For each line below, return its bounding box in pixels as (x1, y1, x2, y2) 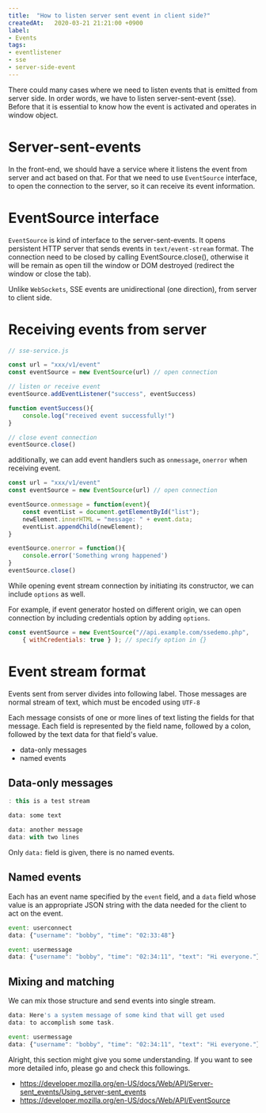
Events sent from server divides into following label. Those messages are (8, 689, 247, 698)
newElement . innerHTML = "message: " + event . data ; (22, 515, 193, 524)
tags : (8, 41, 26, 49)
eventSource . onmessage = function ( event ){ (8, 501, 150, 509)
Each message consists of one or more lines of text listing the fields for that (8, 712, 255, 722)
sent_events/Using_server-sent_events (19, 1087, 146, 1096)
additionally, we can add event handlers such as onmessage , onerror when (8, 455, 248, 465)
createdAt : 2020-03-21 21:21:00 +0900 (8, 19, 144, 27)
